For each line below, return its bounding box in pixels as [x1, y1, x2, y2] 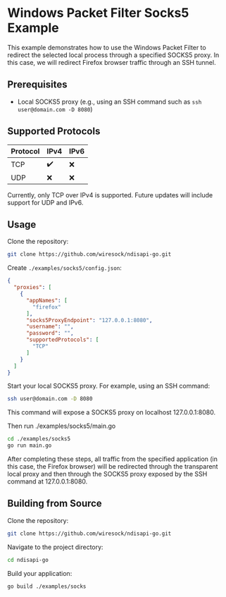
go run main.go [7, 442, 52, 449]
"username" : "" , [25, 323, 74, 331]
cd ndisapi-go [7, 556, 49, 563]
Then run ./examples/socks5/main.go [7, 421, 116, 431]
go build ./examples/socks [7, 583, 87, 590]
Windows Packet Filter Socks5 [7, 5, 189, 21]
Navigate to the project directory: [7, 543, 103, 551]
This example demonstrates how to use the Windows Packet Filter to [7, 43, 206, 51]
